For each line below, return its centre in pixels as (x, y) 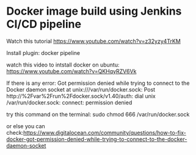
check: (15, 132)
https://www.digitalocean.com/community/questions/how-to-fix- (105, 132)
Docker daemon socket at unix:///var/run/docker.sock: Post (81, 89)
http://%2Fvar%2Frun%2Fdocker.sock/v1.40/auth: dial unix (81, 96)
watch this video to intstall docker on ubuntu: (63, 65)
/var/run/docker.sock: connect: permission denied (69, 103)
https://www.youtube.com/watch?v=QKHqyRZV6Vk (71, 71)
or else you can (26, 126)
